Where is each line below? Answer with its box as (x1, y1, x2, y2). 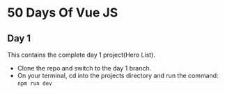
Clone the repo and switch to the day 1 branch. (17, 64, 152, 72)
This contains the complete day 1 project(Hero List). (7, 50, 155, 59)
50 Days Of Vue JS (7, 5, 118, 21)
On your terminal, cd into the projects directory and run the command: (17, 71, 219, 79)
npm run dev (17, 80, 52, 87)
